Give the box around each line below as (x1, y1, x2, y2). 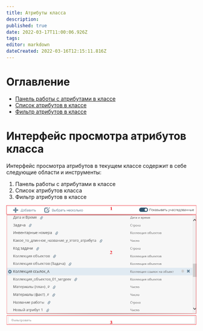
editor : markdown (6, 42, 50, 48)
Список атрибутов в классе (14, 101, 87, 109)
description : (6, 16, 39, 22)
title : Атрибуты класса (6, 10, 66, 16)
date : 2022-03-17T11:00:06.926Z (6, 29, 88, 35)
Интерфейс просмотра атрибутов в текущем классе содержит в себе (6, 162, 187, 169)
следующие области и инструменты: (6, 169, 101, 176)
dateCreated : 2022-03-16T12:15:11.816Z (6, 48, 107, 55)
